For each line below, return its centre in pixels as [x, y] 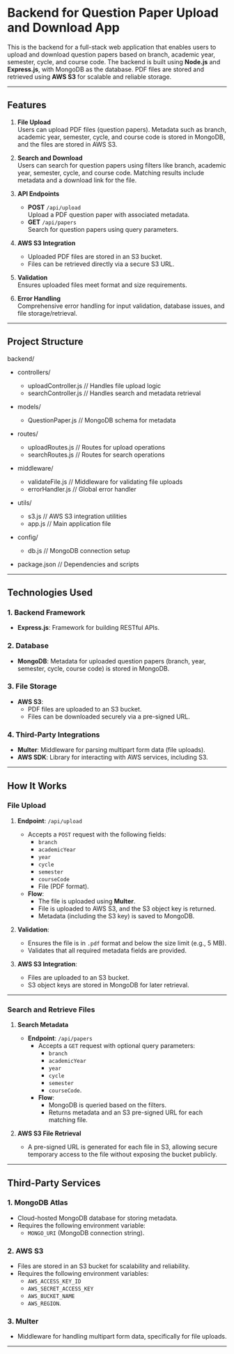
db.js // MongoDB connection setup [79, 550]
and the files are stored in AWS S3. [67, 144]
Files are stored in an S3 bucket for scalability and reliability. [103, 1266]
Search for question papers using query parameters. [103, 229]
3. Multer [23, 1321]
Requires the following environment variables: [83, 1274]
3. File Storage [32, 686]
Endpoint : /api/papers [60, 1038]
